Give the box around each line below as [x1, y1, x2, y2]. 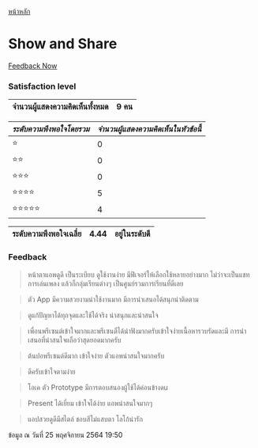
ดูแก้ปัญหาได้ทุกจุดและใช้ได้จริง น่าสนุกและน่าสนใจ [27, 310, 159, 320]
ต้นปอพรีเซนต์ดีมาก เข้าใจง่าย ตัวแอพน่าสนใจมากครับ [27, 351, 165, 360]
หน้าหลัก [8, 7, 31, 16]
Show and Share [8, 35, 118, 53]
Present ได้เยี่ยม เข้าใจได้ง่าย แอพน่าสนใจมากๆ [27, 398, 153, 408]
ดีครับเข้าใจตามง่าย [27, 366, 76, 376]
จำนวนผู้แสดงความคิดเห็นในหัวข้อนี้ [97, 123, 202, 135]
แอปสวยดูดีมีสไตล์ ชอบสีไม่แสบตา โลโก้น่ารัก [27, 414, 144, 423]
